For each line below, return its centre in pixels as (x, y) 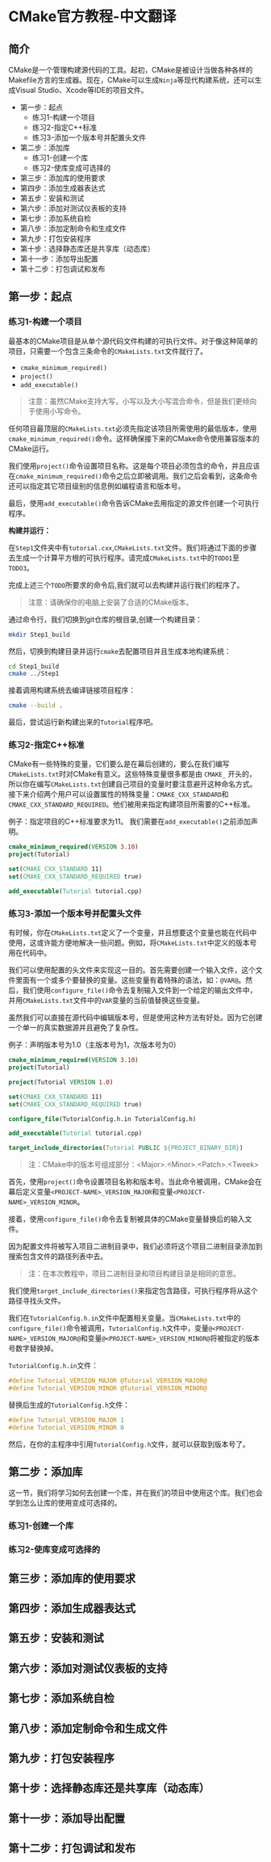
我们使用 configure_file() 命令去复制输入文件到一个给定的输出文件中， (140, 990)
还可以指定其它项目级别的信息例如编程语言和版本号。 (97, 486)
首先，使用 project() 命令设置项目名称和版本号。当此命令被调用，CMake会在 (135, 1182)
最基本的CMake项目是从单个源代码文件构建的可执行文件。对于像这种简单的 (133, 341)
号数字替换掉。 (33, 1348)
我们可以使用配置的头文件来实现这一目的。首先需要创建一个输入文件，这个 (132, 970)
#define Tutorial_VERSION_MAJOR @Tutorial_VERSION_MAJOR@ (108, 1381)
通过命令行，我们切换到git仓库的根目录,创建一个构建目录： (106, 619)
